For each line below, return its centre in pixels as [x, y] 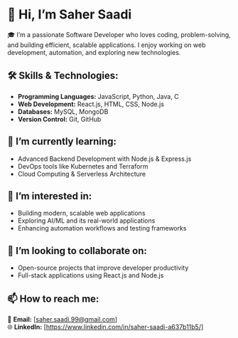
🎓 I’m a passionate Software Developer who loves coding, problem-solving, [119, 34]
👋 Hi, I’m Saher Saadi [70, 15]
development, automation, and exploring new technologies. [94, 52]
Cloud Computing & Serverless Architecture [82, 174]
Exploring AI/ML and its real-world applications [86, 221]
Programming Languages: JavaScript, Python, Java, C [98, 96]
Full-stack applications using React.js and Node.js [91, 275]
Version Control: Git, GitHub [59, 119]
